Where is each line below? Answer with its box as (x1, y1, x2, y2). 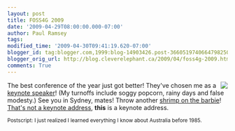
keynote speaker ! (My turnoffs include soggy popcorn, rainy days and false (7, 88, 225, 97)
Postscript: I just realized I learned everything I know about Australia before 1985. (7, 116, 202, 124)
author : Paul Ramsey (7, 29, 68, 37)
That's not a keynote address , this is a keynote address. (7, 103, 169, 111)
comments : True (7, 62, 52, 69)
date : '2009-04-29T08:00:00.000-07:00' (7, 23, 124, 30)
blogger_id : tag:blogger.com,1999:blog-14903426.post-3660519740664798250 (7, 49, 230, 56)
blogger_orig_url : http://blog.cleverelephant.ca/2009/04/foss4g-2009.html (7, 56, 233, 63)
